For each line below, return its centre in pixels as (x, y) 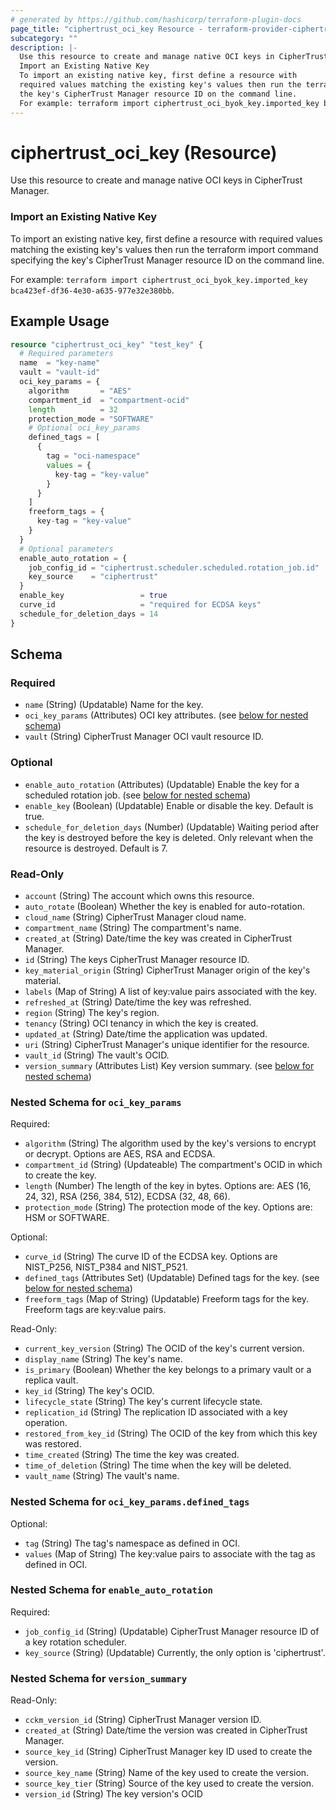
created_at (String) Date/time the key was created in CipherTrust (158, 938)
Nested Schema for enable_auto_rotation (111, 1590)
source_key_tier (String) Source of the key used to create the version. (169, 1783)
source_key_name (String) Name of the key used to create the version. (167, 1773)
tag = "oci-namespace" (93, 456)
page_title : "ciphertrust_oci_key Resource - (106, 29)
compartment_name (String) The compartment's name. (133, 927)
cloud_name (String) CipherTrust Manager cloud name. (135, 917)
